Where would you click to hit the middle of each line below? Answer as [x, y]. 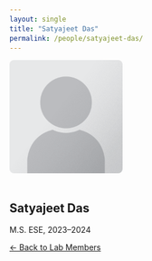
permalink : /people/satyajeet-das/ [76, 38]
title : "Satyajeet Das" [54, 29]
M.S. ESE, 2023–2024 [50, 230]
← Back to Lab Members [55, 247]
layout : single [38, 19]
